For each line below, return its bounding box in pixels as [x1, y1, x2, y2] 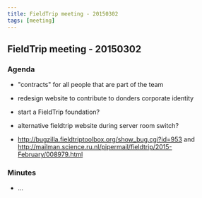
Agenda [7, 64, 35, 74]
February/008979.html [17, 150, 83, 159]
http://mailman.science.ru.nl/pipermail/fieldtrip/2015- [17, 143, 172, 151]
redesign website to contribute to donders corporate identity [17, 94, 194, 103]
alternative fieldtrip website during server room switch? [17, 122, 179, 130]
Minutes [7, 168, 37, 177]
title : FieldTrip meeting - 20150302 [7, 10, 119, 18]
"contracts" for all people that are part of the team [17, 81, 164, 89]
